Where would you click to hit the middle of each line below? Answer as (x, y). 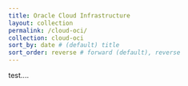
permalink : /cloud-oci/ (48, 30)
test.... (19, 75)
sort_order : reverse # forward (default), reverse (94, 53)
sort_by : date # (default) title (64, 45)
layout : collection (41, 23)
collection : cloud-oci (46, 38)
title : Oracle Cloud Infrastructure (69, 16)
